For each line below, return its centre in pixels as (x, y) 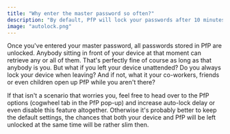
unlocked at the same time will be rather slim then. (78, 125)
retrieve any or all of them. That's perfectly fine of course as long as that (110, 60)
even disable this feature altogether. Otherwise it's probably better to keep (112, 110)
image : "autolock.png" (39, 26)
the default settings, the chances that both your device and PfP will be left (112, 118)
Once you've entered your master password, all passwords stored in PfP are (115, 46)
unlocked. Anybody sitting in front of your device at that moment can (104, 53)
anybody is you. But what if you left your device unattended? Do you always (114, 68)
